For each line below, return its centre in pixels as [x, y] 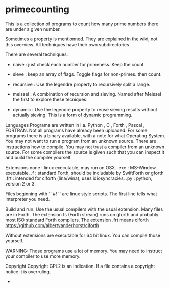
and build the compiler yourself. [39, 157]
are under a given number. [33, 29]
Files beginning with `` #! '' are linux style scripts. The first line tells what [81, 194]
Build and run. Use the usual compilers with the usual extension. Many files [84, 209]
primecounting [38, 9]
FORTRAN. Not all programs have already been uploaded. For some [76, 130]
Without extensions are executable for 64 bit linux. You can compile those [83, 235]
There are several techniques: [37, 54]
